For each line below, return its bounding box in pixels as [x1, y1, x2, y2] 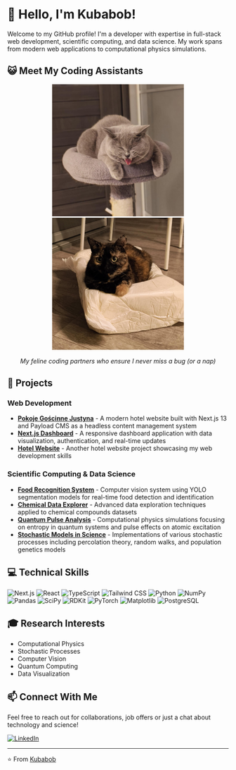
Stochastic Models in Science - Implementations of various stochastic [17, 530, 223, 538]
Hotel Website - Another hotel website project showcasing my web [17, 444, 213, 453]
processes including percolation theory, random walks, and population [17, 538, 222, 546]
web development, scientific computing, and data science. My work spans [7, 37, 223, 45]
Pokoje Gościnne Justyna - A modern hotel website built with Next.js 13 [17, 414, 227, 423]
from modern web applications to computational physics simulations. [7, 44, 207, 53]
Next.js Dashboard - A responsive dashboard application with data [17, 429, 213, 437]
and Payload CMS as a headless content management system [17, 422, 197, 430]
